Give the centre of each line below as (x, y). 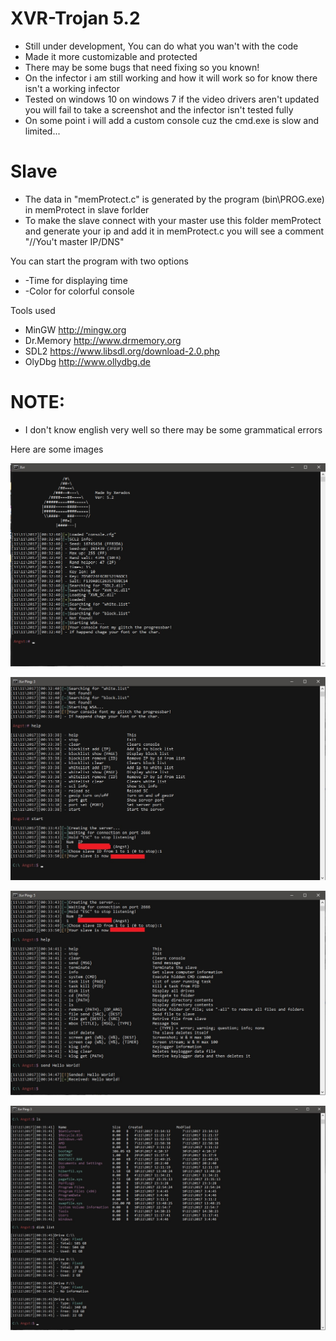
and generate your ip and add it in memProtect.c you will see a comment (174, 231)
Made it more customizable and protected (111, 56)
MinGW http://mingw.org (75, 329)
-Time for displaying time (76, 280)
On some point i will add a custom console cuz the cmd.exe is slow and (172, 120)
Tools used (33, 310)
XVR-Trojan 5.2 (75, 18)
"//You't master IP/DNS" (74, 241)
